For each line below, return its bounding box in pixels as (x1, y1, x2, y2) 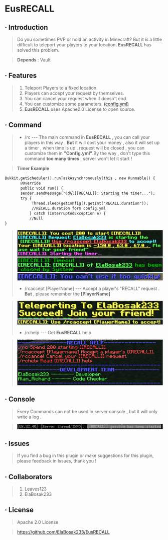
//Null (29, 216, 43, 221)
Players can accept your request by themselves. (24, 90, 124, 96)
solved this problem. (17, 47, 60, 53)
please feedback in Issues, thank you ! (17, 458, 97, 464)
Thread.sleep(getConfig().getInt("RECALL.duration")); (31, 201, 149, 206)
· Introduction (5, 23, 48, 32)
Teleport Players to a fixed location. (24, 85, 98, 91)
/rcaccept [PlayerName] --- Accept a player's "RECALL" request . (24, 285, 160, 292)
